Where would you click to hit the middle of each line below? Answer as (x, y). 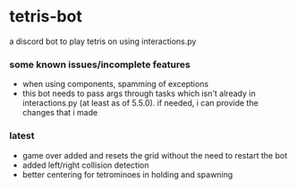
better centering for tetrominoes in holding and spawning (127, 174)
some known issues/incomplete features (100, 64)
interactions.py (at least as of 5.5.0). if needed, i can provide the (140, 103)
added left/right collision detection (85, 165)
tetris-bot (46, 17)
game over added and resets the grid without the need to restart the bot (155, 155)
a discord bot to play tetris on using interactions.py (103, 41)
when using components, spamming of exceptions (115, 84)
